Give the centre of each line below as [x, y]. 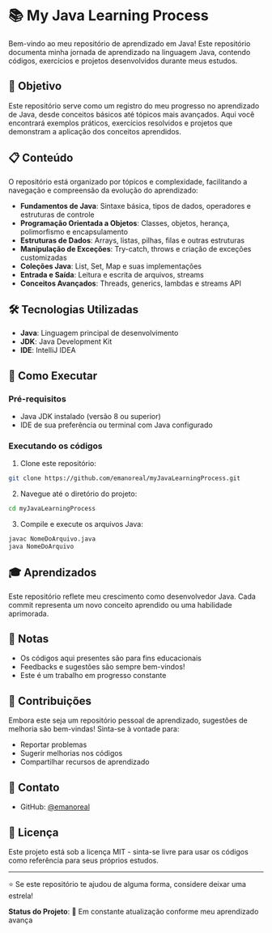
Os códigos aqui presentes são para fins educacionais [111, 658]
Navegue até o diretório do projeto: [79, 494]
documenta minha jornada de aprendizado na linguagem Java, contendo [130, 52]
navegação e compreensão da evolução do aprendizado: [103, 190]
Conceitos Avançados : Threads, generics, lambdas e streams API [130, 283]
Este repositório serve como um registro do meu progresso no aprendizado [134, 105]
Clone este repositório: [58, 464]
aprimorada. [29, 613]
